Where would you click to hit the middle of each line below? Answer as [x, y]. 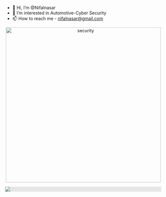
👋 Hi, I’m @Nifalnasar [34, 8]
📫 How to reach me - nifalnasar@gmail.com [57, 18]
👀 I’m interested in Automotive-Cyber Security [59, 13]
